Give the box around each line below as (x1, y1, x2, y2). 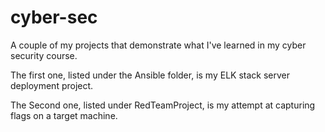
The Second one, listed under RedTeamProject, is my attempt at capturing (10, 99, 316, 111)
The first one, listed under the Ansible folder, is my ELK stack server (10, 69, 290, 81)
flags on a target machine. (10, 109, 118, 121)
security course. (10, 49, 78, 61)
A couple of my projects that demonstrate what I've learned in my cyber (10, 39, 307, 51)
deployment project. (10, 79, 94, 91)
